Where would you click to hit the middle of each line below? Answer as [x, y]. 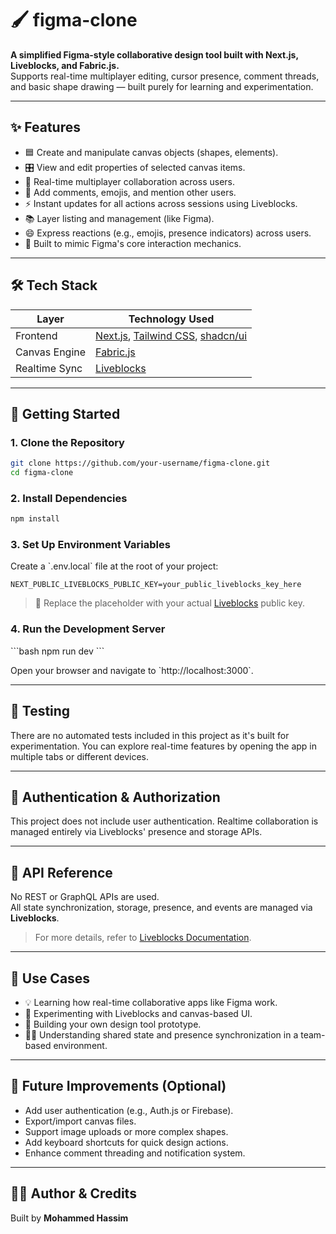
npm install [35, 519]
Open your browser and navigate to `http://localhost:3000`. [132, 670]
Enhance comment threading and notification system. [135, 1153]
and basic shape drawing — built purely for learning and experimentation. [162, 86]
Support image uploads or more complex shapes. [126, 1131]
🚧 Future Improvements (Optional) [118, 1086]
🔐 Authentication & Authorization [115, 797]
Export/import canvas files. [80, 1121]
